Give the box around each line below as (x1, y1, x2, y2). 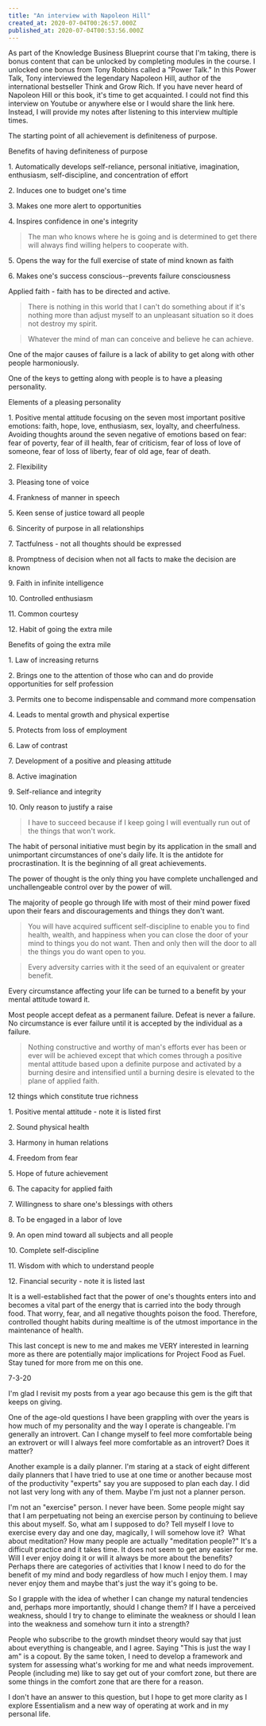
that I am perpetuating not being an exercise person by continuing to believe (8, 1511, 258, 1521)
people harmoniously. (8, 359, 79, 368)
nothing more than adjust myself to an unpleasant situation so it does (27, 311, 254, 320)
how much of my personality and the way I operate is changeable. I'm (8, 1421, 237, 1431)
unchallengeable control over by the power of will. (8, 882, 172, 892)
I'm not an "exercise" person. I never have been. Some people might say (8, 1503, 245, 1512)
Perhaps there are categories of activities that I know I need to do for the (8, 1561, 246, 1571)
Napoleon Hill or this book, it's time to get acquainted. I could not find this (8, 91, 249, 100)
